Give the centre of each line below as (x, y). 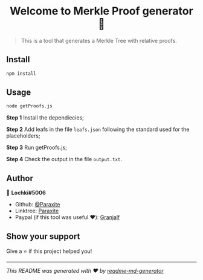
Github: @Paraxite (37, 205)
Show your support (43, 236)
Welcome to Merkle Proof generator (101, 11)
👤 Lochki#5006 (26, 193)
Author (20, 178)
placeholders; (23, 136)
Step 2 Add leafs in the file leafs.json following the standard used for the (98, 129)
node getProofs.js (29, 106)
